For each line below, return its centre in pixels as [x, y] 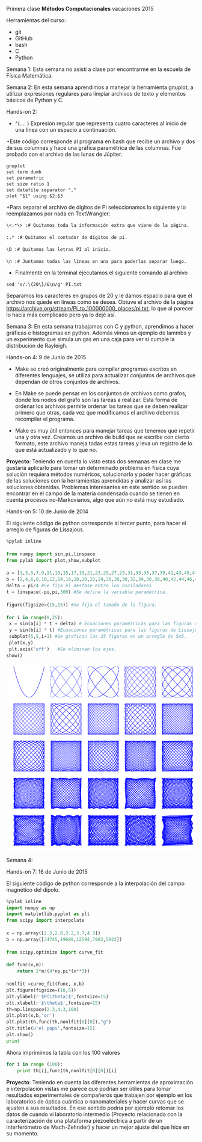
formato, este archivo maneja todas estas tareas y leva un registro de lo [103, 443]
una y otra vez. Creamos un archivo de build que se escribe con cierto [102, 437]
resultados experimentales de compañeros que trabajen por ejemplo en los [99, 1095]
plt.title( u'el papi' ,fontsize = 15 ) [51, 1028]
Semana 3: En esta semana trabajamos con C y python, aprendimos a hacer [100, 326]
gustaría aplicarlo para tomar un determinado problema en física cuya [93, 468]
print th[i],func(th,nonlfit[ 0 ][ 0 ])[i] [67, 1070]
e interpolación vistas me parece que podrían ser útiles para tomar [89, 1088]
